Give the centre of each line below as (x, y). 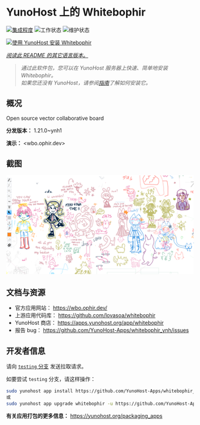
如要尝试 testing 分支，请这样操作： (51, 379)
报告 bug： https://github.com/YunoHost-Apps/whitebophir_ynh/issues (102, 330)
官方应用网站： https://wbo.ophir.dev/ (61, 308)
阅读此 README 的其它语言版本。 (47, 55)
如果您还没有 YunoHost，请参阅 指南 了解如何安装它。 (86, 83)
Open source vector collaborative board (55, 118)
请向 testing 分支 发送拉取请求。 (46, 366)
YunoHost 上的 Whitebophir (76, 12)
